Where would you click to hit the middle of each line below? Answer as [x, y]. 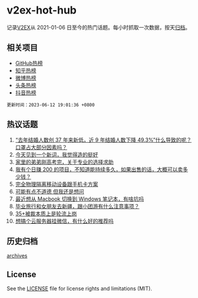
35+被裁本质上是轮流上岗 [46, 214]
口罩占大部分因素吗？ [41, 147]
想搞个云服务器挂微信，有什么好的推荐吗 [64, 221]
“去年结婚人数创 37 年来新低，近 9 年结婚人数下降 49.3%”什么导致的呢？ [103, 140]
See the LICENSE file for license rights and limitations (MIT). [80, 289]
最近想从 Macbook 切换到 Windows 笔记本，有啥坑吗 [80, 199]
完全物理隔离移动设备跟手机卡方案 [57, 184]
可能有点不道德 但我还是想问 [49, 191]
